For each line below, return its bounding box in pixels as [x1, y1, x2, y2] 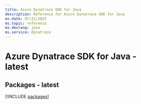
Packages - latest [5, 81, 59, 89]
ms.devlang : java [5, 25, 40, 30]
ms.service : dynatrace [5, 30, 51, 35]
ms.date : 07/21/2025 [5, 16, 47, 21]
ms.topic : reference [5, 21, 47, 26]
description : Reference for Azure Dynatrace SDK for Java [5, 12, 125, 17]
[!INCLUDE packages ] [5, 94, 49, 99]
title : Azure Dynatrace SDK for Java [5, 7, 82, 12]
